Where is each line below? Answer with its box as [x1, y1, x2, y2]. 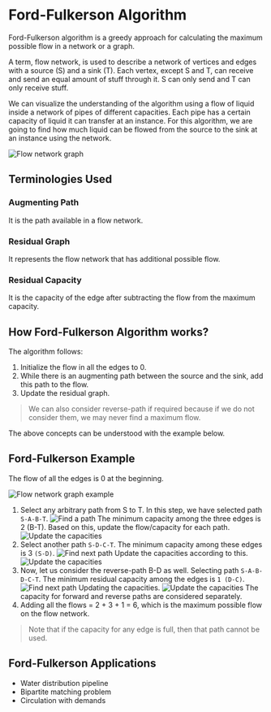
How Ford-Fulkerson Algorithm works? [8, 325, 209, 339]
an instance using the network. [8, 132, 112, 143]
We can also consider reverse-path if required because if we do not [28, 404, 255, 414]
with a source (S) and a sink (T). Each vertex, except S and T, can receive [8, 65, 254, 75]
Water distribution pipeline [19, 678, 109, 688]
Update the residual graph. [19, 389, 110, 398]
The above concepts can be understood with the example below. [8, 428, 226, 438]
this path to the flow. [19, 380, 89, 389]
